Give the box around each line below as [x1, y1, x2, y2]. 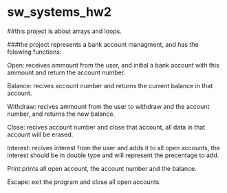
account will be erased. [7, 130, 74, 139]
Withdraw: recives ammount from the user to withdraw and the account [7, 102, 210, 110]
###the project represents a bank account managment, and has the [7, 40, 199, 48]
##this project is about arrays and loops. [7, 27, 122, 35]
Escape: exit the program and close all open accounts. [7, 177, 162, 186]
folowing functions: [7, 48, 62, 56]
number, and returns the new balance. [7, 110, 116, 118]
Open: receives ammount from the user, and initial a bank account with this [7, 61, 220, 69]
